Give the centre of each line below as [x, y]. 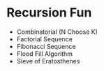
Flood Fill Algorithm [45, 54]
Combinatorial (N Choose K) [57, 32]
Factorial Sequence [44, 39]
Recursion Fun [49, 13]
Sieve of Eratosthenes [48, 61]
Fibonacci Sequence [46, 46]
